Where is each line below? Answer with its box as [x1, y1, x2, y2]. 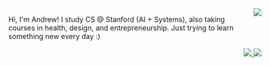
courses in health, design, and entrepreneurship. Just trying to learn [8, 23, 235, 33]
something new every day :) [8, 32, 100, 41]
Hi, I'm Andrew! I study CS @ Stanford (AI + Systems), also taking [8, 15, 225, 24]
